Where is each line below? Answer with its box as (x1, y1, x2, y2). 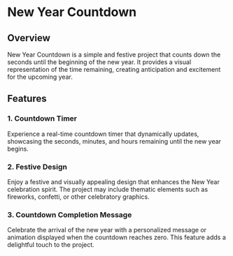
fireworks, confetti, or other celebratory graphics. (7, 193, 150, 201)
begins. (7, 144, 29, 153)
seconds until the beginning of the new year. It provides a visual (7, 58, 192, 66)
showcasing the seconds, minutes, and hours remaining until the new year (7, 137, 222, 145)
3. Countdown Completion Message (7, 210, 132, 220)
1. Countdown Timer (7, 114, 78, 123)
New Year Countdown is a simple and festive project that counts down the (7, 50, 221, 59)
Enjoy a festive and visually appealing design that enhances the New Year (7, 177, 220, 186)
